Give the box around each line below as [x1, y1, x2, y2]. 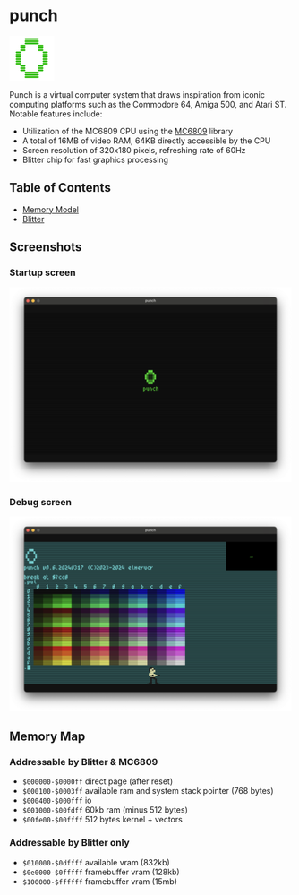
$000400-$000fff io [21, 795, 92, 806]
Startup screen [9, 266, 76, 279]
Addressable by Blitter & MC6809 [9, 756, 158, 769]
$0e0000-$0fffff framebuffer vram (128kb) [21, 866, 181, 877]
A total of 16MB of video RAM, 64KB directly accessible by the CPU [21, 135, 271, 146]
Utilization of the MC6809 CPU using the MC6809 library [21, 125, 234, 136]
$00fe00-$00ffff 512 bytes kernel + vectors [21, 814, 184, 825]
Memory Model [21, 203, 79, 215]
